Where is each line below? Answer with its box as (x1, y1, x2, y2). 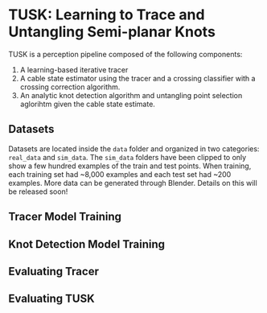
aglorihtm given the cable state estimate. (19, 99, 155, 109)
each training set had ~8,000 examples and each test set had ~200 (8, 169, 232, 179)
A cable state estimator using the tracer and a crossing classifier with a (19, 73, 256, 83)
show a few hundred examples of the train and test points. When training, (8, 161, 252, 171)
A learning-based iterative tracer (19, 64, 129, 74)
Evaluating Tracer (8, 264, 99, 278)
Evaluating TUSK (8, 292, 95, 306)
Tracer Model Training (8, 210, 122, 224)
